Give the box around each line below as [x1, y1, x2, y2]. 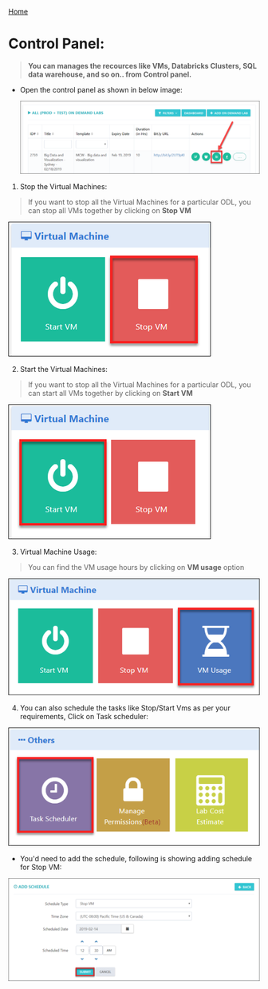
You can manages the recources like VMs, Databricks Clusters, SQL [27, 61, 258, 70]
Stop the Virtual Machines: [19, 181, 108, 191]
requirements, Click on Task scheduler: [19, 712, 149, 722]
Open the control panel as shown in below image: [19, 85, 183, 94]
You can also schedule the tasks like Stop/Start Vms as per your [19, 703, 231, 713]
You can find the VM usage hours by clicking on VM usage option [27, 562, 245, 572]
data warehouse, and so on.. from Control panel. [27, 69, 192, 79]
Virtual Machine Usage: [19, 547, 97, 556]
